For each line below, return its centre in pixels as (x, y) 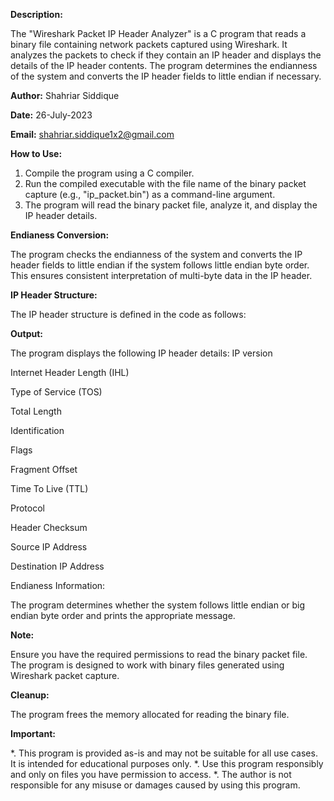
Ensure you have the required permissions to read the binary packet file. (159, 654)
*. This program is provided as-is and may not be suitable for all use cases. (164, 753)
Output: (26, 333)
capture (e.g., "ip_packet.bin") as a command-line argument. (150, 194)
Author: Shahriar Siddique (65, 95)
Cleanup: (30, 695)
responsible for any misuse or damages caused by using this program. (155, 785)
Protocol (27, 508)
